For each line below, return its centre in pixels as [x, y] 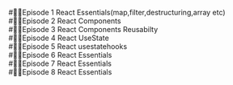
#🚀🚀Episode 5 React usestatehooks [68, 47]
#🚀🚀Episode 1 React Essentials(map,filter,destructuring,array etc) [117, 12]
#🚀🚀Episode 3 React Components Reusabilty [83, 29]
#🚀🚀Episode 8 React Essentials [60, 72]
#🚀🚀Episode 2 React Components [65, 21]
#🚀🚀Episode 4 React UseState [59, 38]
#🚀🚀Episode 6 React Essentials [60, 55]
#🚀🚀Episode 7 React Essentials [60, 63]
